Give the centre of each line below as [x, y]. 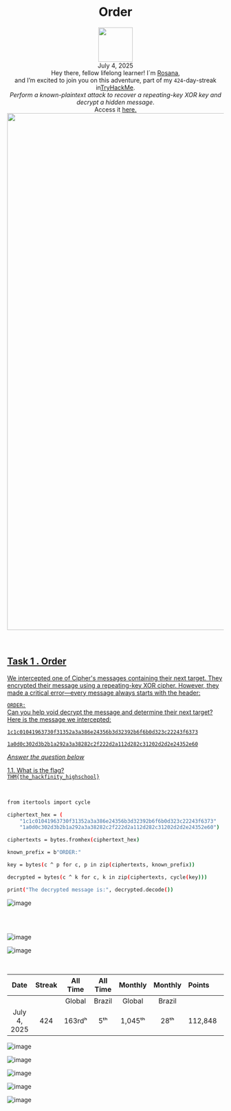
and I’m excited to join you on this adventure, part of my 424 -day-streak [115, 80]
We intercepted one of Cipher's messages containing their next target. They [115, 678]
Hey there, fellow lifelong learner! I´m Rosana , [115, 72]
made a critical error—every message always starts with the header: [104, 693]
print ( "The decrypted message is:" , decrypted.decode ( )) [90, 890]
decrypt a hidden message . [115, 102]
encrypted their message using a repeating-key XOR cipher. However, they [113, 685]
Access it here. [115, 109]
